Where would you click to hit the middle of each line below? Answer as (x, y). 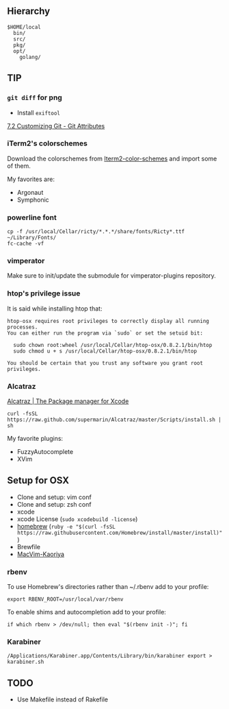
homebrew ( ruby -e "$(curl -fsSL (66, 526)
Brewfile (29, 546)
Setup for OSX (38, 480)
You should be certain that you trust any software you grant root (105, 363)
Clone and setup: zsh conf (54, 504)
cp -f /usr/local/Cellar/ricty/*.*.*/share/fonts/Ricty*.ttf (96, 232)
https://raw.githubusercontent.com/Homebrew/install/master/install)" (120, 533)
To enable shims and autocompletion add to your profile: (86, 612)
